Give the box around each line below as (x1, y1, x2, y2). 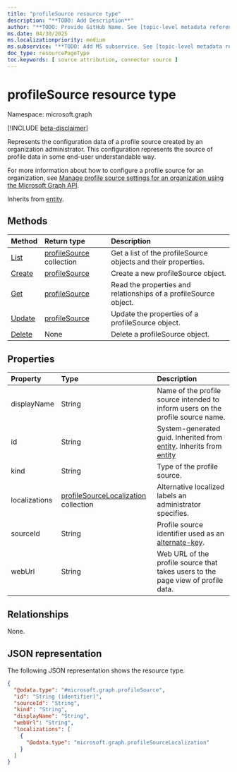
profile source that (157, 558, 218, 568)
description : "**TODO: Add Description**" (7, 17, 134, 24)
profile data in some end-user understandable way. (7, 152, 157, 161)
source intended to (157, 394, 220, 404)
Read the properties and (110, 279, 191, 289)
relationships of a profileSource (110, 289, 215, 298)
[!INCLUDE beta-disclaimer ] (7, 123, 88, 132)
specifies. (157, 509, 189, 519)
